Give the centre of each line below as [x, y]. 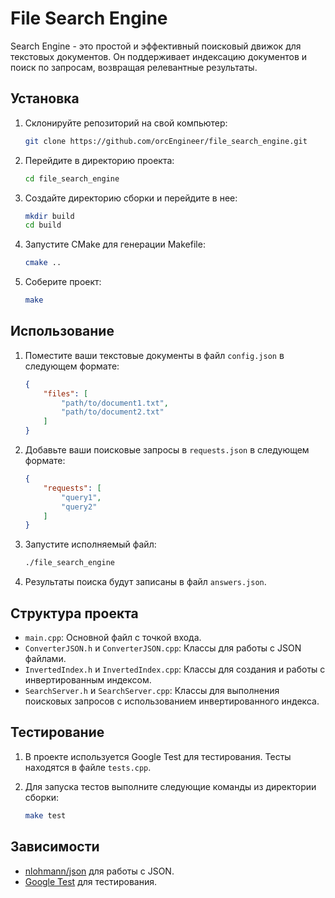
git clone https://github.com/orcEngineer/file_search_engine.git [166, 141]
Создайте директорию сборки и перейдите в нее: [131, 198]
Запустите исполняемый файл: [90, 544]
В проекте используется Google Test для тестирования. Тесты [158, 756]
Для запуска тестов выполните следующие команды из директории [170, 786]
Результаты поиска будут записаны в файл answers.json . [145, 582]
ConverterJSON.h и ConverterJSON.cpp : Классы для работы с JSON [163, 648]
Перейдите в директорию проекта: [99, 160]
